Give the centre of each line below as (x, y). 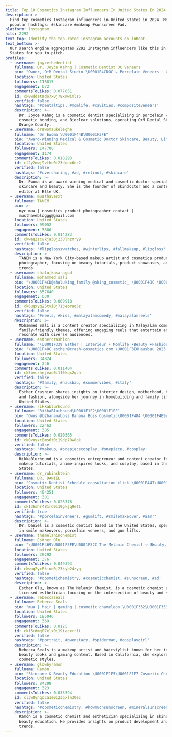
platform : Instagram (27, 29)
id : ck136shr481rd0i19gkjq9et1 (48, 506)
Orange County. (35, 125)
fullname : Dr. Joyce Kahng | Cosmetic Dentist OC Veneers (78, 67)
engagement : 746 (32, 363)
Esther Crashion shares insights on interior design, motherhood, (91, 392)
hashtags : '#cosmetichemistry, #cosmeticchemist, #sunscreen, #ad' (88, 578)
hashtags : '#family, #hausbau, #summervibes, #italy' (73, 383)
